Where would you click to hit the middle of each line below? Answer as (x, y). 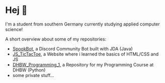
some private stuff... (33, 75)
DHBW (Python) (29, 70)
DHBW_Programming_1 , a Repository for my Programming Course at (83, 64)
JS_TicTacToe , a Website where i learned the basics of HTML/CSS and (86, 54)
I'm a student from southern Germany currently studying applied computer (82, 24)
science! (14, 29)
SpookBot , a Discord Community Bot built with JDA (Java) (73, 48)
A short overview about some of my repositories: (56, 39)
